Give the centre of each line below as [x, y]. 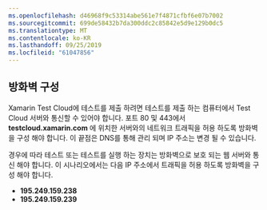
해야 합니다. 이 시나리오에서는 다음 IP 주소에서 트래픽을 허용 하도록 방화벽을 [134, 164]
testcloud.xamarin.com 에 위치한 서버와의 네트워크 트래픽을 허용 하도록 [123, 128]
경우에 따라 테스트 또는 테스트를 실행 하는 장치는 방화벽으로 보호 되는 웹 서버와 [130, 155]
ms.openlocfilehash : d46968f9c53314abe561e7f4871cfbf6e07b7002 [116, 16]
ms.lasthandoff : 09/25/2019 [55, 46]
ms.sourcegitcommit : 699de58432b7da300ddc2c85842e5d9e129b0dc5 [116, 23]
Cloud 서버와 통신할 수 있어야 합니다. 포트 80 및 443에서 [97, 117]
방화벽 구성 [34, 87]
